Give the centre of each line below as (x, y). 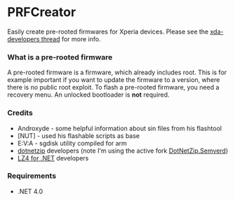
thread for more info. (71, 39)
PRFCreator (42, 12)
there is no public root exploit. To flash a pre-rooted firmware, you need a (113, 88)
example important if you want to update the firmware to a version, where (114, 80)
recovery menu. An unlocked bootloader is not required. (88, 95)
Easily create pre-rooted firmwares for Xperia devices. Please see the (108, 32)
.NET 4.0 (30, 191)
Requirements (32, 176)
